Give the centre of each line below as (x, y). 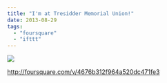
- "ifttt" (27, 39)
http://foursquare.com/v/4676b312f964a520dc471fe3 (83, 72)
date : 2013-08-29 (32, 20)
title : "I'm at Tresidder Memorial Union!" (71, 13)
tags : (15, 26)
